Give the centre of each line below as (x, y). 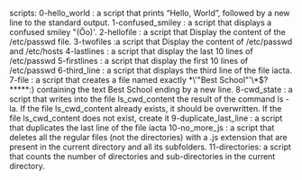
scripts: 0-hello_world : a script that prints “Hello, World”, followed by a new (150, 13)
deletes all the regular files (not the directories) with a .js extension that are (148, 137)
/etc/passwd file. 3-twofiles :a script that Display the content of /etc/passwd (151, 41)
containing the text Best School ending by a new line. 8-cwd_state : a (165, 90)
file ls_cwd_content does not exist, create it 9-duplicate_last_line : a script (146, 118)
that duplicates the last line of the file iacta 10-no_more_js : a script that (142, 128)
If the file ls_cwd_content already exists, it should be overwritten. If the (151, 108)
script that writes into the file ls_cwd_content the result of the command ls (146, 99)
